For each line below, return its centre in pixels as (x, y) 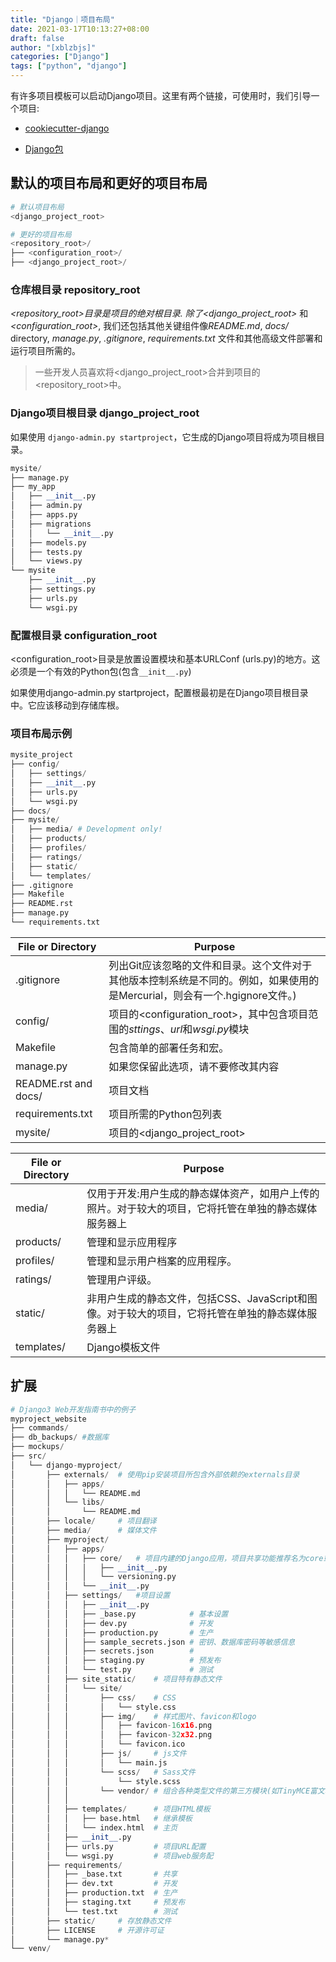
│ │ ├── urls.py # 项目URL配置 (108, 1846)
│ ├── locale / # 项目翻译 (83, 1521)
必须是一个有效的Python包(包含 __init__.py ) (101, 671)
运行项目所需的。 (45, 351)
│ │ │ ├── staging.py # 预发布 (116, 1661)
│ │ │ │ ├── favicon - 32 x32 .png (111, 1735)
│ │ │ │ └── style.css (93, 1707)
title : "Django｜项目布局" (62, 19)
